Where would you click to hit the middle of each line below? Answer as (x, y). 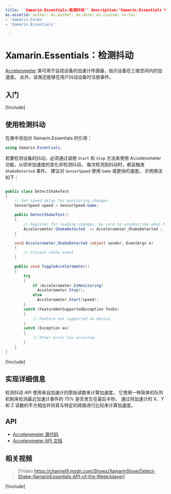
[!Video (25, 471)
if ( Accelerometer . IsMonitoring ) (68, 286)
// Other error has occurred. (64, 338)
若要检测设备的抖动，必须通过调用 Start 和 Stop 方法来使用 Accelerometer (83, 158)
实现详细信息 (25, 379)
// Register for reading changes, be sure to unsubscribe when (92, 224)
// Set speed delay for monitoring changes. (62, 201)
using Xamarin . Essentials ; (34, 148)
